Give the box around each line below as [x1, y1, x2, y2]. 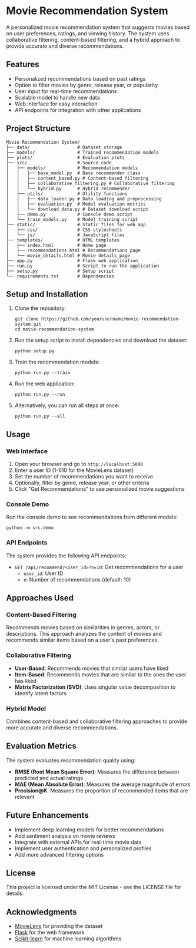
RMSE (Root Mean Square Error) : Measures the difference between [14, 768, 180, 775]
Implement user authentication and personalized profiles [14, 844, 152, 852]
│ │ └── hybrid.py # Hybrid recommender [6, 186, 131, 191]
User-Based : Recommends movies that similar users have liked [14, 665, 169, 672]
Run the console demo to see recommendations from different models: [6, 514, 178, 521]
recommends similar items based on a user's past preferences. [6, 636, 159, 643]
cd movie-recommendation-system [14, 326, 94, 332]
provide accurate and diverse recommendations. [6, 42, 124, 49]
